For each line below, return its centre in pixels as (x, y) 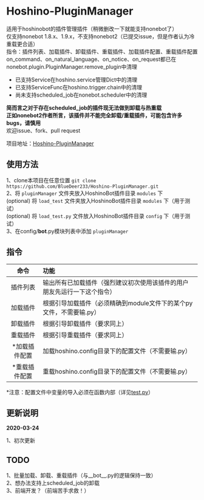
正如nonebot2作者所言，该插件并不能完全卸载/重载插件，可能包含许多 (94, 115)
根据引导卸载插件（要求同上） (86, 323)
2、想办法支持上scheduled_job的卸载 (53, 483)
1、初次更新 (21, 440)
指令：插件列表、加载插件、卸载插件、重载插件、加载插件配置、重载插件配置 (102, 51)
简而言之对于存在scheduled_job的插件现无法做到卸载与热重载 (84, 108)
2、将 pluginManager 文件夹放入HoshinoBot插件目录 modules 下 (85, 193)
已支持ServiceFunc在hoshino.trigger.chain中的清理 (79, 87)
